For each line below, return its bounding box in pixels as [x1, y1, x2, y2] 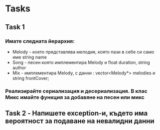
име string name [12, 54, 47, 60]
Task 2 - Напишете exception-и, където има [5, 109, 148, 118]
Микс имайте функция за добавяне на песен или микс [5, 94, 145, 101]
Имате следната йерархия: [5, 38, 75, 45]
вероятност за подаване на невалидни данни [5, 117, 155, 126]
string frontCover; [12, 75, 49, 81]
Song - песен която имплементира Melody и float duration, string [12, 59, 151, 65]
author [12, 65, 26, 70]
